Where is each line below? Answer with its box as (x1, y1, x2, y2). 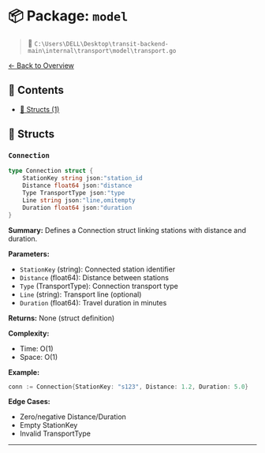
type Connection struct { (8, 167, 93, 175)
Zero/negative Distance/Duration (19, 412, 126, 421)
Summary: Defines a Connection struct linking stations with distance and (8, 225, 247, 234)
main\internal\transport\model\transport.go (27, 47, 177, 54)
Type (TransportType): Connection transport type (19, 281, 179, 290)
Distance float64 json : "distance (22, 182, 132, 190)
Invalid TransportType (19, 429, 91, 439)
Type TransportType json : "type (22, 189, 125, 197)
